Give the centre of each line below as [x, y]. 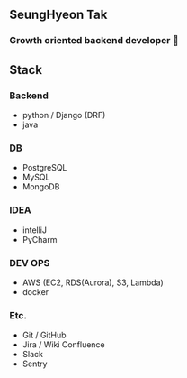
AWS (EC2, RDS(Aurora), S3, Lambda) [93, 282]
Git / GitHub [44, 335]
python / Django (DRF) [64, 115]
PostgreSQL [45, 168]
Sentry [35, 364]
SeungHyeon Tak [58, 15]
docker [36, 291]
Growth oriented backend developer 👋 [94, 41]
